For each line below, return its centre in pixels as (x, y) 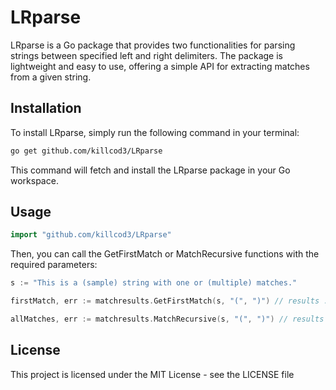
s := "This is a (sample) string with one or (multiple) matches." (154, 283)
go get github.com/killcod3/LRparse (86, 151)
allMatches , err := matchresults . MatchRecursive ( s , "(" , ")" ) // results (167, 319)
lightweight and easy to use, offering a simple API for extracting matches (160, 66)
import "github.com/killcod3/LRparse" (91, 235)
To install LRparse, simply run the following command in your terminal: (155, 132)
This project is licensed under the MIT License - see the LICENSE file (152, 374)
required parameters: (54, 265)
